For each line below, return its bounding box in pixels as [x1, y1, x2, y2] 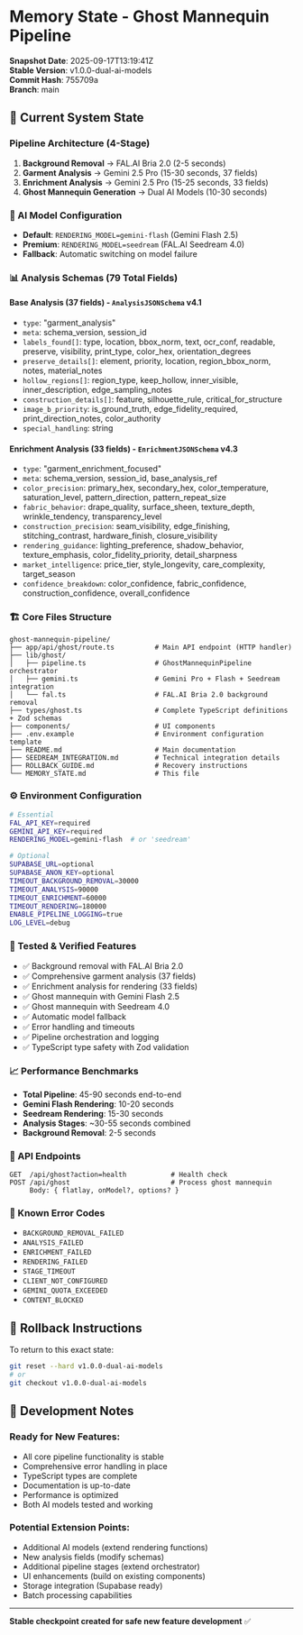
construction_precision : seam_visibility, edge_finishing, [22, 521, 231, 532]
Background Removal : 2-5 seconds [22, 1127, 156, 1137]
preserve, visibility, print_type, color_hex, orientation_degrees [22, 346, 252, 357]
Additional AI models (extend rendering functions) [22, 1541, 209, 1552]
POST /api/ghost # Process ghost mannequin [9, 1178, 272, 1187]
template [9, 737, 42, 746]
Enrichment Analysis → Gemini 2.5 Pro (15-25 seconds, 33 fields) [22, 177, 269, 187]
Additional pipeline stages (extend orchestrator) [22, 1561, 200, 1572]
